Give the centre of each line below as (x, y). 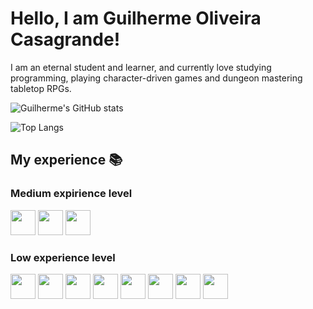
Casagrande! (65, 39)
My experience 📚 (66, 160)
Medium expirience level (71, 194)
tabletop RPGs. (41, 88)
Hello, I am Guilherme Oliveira (136, 18)
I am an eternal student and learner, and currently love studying (141, 67)
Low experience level (63, 257)
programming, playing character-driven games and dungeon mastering (156, 78)
